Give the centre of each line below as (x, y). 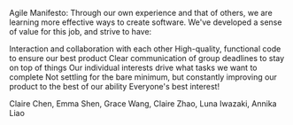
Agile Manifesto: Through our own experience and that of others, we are (141, 13)
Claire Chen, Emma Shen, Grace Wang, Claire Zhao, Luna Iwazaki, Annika (143, 104)
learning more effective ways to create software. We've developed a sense (146, 22)
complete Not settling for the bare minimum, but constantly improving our (143, 77)
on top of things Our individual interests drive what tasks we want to (133, 67)
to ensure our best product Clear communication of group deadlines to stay (147, 58)
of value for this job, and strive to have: (81, 31)
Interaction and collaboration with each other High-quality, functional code (145, 49)
